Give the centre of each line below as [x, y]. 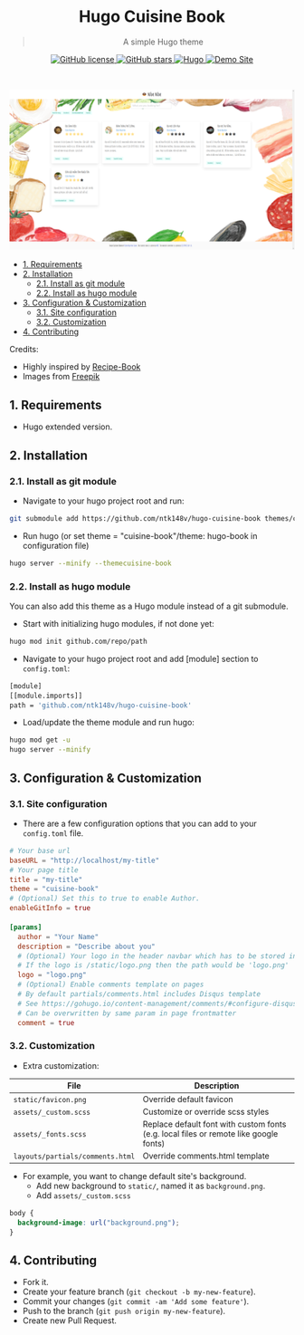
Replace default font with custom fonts [214, 1124]
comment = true [46, 1023]
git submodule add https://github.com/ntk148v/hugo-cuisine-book [135, 518]
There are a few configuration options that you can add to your [139, 823]
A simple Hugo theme [163, 42]
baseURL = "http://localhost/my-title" [85, 860]
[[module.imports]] [46, 696]
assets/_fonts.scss [50, 1135]
